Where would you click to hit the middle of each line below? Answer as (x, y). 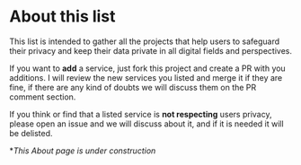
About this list (62, 17)
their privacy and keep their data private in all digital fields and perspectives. (151, 50)
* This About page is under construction (83, 151)
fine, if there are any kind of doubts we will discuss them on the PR (133, 87)
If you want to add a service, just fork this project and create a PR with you (147, 68)
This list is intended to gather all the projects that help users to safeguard (145, 41)
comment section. (43, 97)
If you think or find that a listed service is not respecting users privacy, (141, 114)
